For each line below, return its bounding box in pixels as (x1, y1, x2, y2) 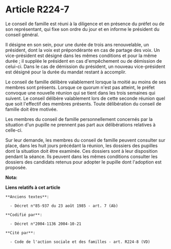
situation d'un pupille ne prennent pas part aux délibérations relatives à (5, 121, 156, 128)
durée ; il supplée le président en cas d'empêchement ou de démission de (5, 58, 162, 64)
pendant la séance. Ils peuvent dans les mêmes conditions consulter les (5, 153, 158, 159)
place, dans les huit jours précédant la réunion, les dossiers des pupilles (5, 143, 158, 149)
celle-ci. (5, 127, 23, 133)
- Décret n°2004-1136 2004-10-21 (10, 221, 82, 226)
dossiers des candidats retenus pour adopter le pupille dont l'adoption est (5, 158, 162, 165)
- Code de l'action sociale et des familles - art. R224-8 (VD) (10, 239, 150, 244)
